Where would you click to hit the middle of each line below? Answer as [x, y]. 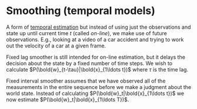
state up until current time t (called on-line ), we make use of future [87, 33]
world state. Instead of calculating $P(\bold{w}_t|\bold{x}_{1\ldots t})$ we [95, 93]
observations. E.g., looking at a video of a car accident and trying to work [95, 39]
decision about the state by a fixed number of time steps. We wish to [89, 63]
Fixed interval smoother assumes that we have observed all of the [86, 81]
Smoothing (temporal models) [81, 11]
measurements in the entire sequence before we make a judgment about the [99, 87]
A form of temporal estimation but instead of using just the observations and [98, 27]
